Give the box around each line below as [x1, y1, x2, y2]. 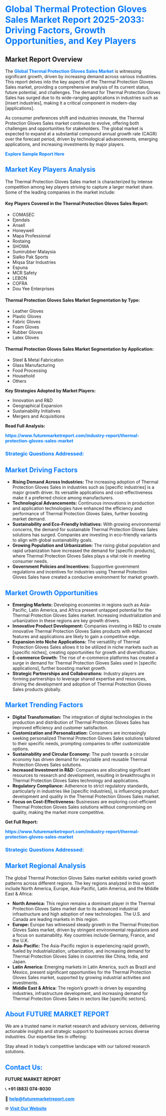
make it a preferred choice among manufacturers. [12, 495, 114, 501]
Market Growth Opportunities [5, 588, 98, 597]
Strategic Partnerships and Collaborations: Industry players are [12, 670, 145, 676]
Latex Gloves [12, 335, 39, 340]
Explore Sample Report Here [5, 151, 64, 157]
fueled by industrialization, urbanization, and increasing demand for [12, 948, 151, 954]
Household [12, 373, 35, 379]
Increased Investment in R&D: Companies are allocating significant [12, 767, 151, 773]
